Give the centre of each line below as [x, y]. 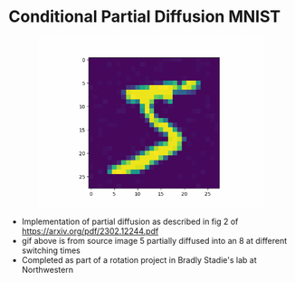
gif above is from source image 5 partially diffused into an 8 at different [154, 240]
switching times [51, 250]
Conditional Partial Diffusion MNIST [145, 17]
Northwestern [48, 269]
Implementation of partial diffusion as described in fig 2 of [130, 221]
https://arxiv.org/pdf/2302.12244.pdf [90, 231]
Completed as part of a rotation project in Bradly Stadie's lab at [139, 259]
